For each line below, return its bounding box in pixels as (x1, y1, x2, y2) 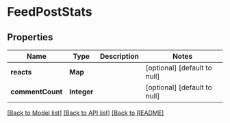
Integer (69, 87, 94, 96)
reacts (10, 68, 32, 77)
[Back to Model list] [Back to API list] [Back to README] (7, 109, 164, 117)
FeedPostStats (7, 4, 92, 20)
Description (100, 52, 139, 61)
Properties (7, 31, 53, 43)
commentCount (10, 87, 63, 96)
